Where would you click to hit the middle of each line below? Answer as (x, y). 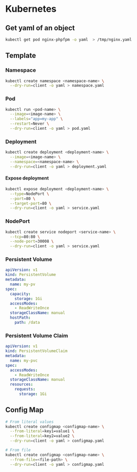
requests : (25, 389)
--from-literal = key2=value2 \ (42, 436)
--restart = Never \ (30, 124)
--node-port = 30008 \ (32, 242)
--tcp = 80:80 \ (25, 237)
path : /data (27, 323)
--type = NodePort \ (30, 194)
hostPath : (20, 318)
